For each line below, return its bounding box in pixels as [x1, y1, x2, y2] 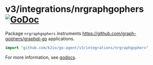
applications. [48, 36, 75, 42]
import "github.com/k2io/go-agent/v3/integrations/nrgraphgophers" [5, 45, 149, 50]
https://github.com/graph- [82, 30, 136, 36]
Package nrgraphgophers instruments [5, 30, 81, 36]
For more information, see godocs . [5, 54, 76, 60]
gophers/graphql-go [5, 36, 47, 42]
